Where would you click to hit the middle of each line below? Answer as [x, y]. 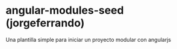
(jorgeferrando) [45, 23]
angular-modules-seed [65, 10]
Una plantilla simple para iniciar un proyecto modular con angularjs [88, 39]
